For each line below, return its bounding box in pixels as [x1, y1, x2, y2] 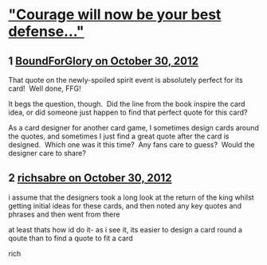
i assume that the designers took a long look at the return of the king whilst [8, 193, 254, 202]
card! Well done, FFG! [8, 84, 81, 93]
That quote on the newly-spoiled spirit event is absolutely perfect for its [8, 76, 243, 84]
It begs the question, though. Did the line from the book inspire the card [8, 99, 245, 108]
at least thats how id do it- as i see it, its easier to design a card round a [8, 224, 243, 234]
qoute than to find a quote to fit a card [8, 233, 133, 243]
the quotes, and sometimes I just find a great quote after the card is [8, 131, 230, 141]
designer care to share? [8, 149, 86, 158]
